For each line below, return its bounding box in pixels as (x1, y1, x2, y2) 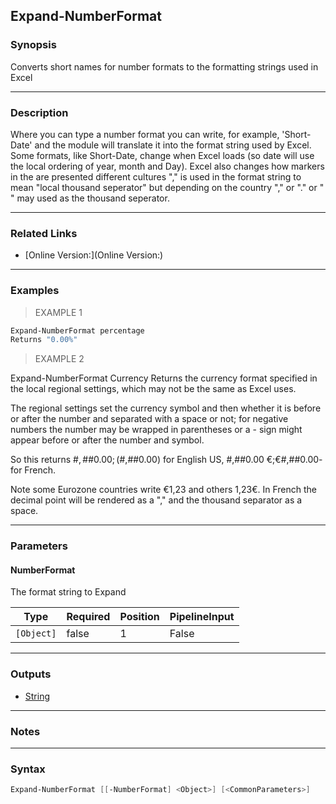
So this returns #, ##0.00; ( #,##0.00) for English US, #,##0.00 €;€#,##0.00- (10, 454, 323, 466)
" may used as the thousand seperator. (10, 192, 170, 204)
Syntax (10, 762, 46, 776)
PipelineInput (169, 610, 235, 624)
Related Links (10, 226, 78, 240)
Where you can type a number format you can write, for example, (10, 128, 280, 140)
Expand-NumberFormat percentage (10, 325, 145, 336)
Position (119, 610, 160, 624)
